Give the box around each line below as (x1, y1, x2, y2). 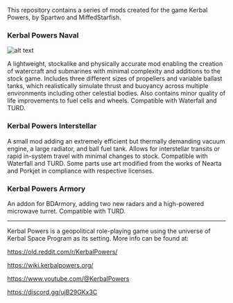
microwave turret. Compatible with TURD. (7, 207, 126, 215)
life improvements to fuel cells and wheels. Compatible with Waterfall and (7, 96, 217, 105)
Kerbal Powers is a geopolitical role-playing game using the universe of (7, 227, 211, 235)
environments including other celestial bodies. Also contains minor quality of (7, 89, 226, 98)
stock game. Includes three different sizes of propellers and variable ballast (7, 74, 223, 83)
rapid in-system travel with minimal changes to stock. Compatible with (7, 152, 208, 160)
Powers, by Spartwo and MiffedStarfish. (7, 13, 121, 21)
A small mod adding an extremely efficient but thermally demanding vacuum (7, 137, 225, 145)
